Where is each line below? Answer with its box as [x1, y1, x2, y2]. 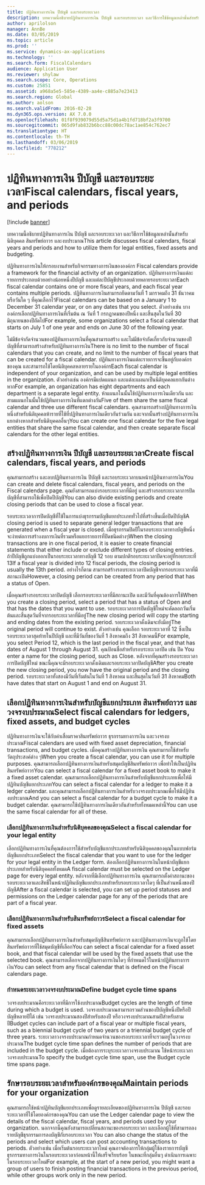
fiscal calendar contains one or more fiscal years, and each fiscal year [7, 283, 183, 290]
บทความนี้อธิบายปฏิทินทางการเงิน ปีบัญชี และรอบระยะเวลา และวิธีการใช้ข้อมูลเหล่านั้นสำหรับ [7, 230, 188, 237]
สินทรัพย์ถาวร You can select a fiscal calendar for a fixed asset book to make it [7, 767, 196, 774]
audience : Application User [7, 65, 78, 72]
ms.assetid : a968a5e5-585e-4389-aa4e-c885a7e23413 [7, 88, 138, 95]
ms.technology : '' [7, 54, 54, 60]
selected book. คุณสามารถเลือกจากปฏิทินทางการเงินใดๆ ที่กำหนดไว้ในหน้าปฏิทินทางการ [7, 956, 190, 963]
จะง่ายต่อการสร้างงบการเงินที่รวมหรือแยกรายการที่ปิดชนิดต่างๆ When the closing [7, 533, 173, 540]
